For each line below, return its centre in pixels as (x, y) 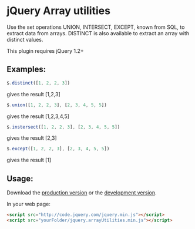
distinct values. (25, 39)
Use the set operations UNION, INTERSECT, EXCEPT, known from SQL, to (96, 27)
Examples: (26, 70)
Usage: (20, 178)
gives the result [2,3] (32, 138)
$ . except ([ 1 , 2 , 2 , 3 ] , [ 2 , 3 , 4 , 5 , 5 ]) (58, 149)
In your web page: (28, 204)
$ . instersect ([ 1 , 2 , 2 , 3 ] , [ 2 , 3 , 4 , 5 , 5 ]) (63, 127)
